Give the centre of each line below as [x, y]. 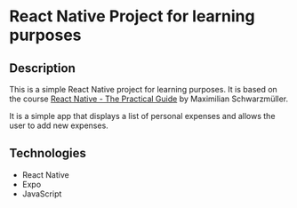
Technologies [48, 153]
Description [42, 68]
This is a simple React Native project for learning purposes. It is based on [143, 89]
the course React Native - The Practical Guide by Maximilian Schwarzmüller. [149, 99]
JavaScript [42, 194]
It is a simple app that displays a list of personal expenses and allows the [142, 116]
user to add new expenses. [59, 125]
